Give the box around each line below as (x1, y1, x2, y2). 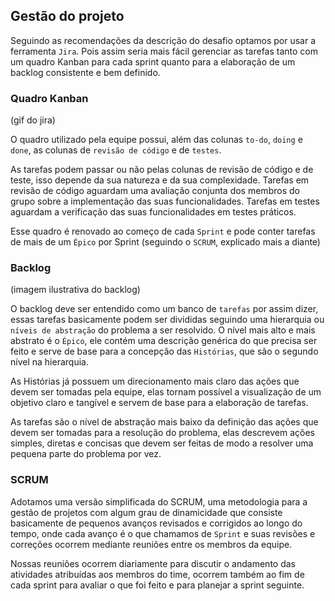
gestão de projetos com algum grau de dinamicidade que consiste (10, 506, 283, 518)
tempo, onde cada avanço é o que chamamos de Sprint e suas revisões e (10, 527, 316, 539)
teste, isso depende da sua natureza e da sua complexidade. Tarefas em (10, 174, 310, 186)
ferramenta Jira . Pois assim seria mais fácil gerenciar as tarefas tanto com (10, 45, 318, 57)
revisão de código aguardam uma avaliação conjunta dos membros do (10, 185, 300, 197)
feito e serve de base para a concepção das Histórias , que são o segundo (10, 345, 319, 358)
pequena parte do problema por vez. (10, 448, 162, 460)
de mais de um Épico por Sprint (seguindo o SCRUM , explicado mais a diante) (10, 236, 321, 248)
